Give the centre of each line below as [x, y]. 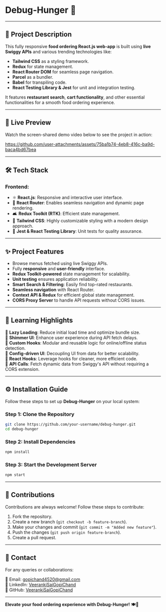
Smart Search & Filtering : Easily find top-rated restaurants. [73, 285]
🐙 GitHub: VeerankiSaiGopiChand [39, 590]
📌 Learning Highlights [39, 321]
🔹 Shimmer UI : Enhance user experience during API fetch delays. [72, 337]
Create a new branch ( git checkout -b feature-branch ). [70, 521]
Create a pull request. [34, 537]
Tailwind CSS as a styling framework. [51, 61]
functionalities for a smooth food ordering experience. [60, 102]
